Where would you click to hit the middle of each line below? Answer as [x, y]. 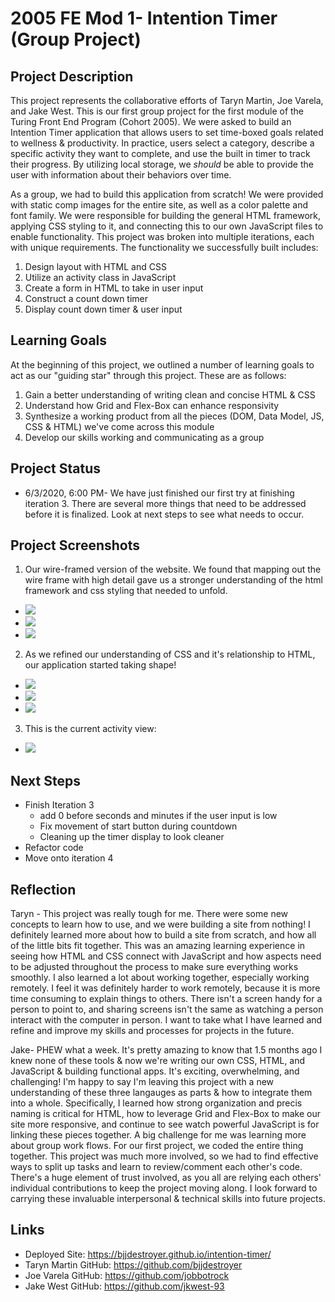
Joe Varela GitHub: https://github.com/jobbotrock [127, 1275]
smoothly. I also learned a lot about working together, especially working [160, 978]
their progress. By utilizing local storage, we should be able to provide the [162, 164]
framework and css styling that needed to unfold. [126, 591]
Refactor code [54, 848]
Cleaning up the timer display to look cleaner [132, 837]
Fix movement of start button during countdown [138, 826]
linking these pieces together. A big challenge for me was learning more [158, 1135]
